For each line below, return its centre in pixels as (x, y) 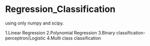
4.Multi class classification (74, 38)
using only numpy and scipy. (34, 23)
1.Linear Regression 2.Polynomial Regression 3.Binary (60, 32)
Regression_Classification (60, 9)
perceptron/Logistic (25, 38)
